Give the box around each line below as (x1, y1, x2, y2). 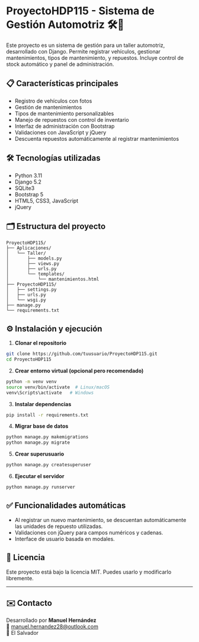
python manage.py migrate (6, 439, 70, 446)
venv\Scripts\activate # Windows (6, 390, 94, 396)
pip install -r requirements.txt (6, 412, 89, 418)
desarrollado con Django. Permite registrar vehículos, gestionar (6, 48, 161, 55)
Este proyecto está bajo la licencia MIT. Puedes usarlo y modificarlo (6, 568, 172, 575)
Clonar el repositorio (14, 340, 67, 347)
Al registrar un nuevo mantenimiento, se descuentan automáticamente (14, 516, 187, 523)
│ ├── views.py (6, 261, 60, 267)
